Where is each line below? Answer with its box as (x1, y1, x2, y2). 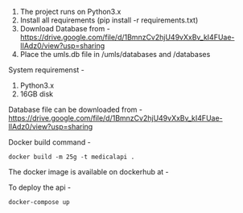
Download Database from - (19, 24, 110, 33)
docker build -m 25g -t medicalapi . (8, 153, 135, 161)
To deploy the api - (8, 182, 72, 192)
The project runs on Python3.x (19, 7, 121, 16)
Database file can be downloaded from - (8, 104, 143, 114)
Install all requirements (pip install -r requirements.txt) (19, 15, 199, 25)
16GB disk (19, 89, 54, 99)
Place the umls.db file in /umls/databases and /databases (19, 50, 211, 59)
